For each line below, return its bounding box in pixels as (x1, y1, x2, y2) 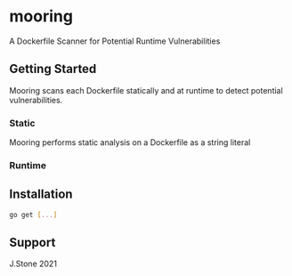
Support (9, 235, 56, 250)
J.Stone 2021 (9, 258, 58, 269)
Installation (9, 187, 73, 202)
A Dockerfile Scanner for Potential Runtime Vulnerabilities (9, 36, 221, 46)
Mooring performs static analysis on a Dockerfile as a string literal (9, 137, 251, 148)
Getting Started (9, 61, 97, 77)
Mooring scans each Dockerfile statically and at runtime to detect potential (9, 85, 283, 95)
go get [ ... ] (9, 210, 58, 219)
